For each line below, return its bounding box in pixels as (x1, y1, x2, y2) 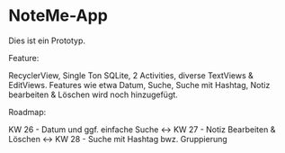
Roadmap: (8, 106, 47, 117)
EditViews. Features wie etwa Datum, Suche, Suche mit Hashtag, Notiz (8, 79, 271, 90)
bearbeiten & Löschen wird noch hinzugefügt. (8, 89, 179, 100)
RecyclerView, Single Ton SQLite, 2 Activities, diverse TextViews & (8, 69, 254, 81)
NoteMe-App (8, 5, 109, 26)
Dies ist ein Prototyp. (8, 35, 86, 46)
